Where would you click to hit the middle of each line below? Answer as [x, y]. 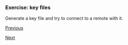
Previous [14, 28]
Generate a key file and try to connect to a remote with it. [64, 18]
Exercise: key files [28, 7]
